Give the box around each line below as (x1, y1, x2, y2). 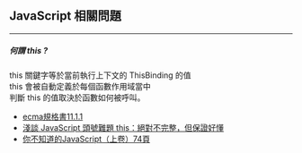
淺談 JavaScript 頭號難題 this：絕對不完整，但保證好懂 (22, 122, 225, 132)
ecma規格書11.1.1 (22, 111, 84, 122)
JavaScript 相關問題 (9, 8, 122, 24)
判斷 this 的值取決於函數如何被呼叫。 (9, 92, 146, 103)
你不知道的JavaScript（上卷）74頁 (22, 133, 151, 144)
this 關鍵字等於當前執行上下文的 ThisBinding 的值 (9, 70, 191, 81)
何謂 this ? (9, 46, 48, 56)
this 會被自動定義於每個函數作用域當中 (9, 81, 151, 91)
